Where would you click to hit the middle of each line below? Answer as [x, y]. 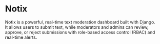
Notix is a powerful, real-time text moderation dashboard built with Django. [80, 22]
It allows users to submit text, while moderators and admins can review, [77, 27]
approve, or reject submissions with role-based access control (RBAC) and [80, 32]
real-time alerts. [21, 37]
